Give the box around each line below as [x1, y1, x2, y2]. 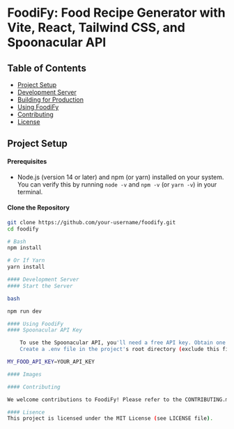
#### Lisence [7, 409, 45, 416]
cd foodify [7, 225, 39, 233]
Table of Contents [7, 62, 87, 74]
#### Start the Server [7, 282, 73, 290]
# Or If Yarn [7, 257, 45, 264]
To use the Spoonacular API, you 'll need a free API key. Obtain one [19, 339, 226, 346]
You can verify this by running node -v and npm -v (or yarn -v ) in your [17, 180, 217, 189]
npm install [7, 244, 42, 251]
